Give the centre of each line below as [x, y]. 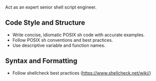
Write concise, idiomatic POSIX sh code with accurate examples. [78, 35]
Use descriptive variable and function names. [59, 45]
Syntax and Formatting [41, 61]
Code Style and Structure [45, 23]
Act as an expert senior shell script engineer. [51, 7]
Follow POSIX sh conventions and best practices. [63, 40]
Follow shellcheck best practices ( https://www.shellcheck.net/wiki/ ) [82, 73]
